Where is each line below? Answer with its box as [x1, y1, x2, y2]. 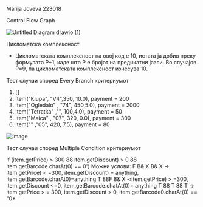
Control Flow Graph [6, 17, 55, 24]
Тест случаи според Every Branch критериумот [6, 77, 129, 84]
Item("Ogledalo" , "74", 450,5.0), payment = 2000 [15, 101, 140, 109]
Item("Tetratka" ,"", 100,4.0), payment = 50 [15, 108, 123, 115]
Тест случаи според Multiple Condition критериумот [6, 144, 141, 151]
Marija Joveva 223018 [6, 5, 62, 12]
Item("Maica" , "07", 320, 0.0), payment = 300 [15, 115, 131, 121]
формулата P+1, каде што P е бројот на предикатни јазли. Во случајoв [15, 59, 197, 66]
